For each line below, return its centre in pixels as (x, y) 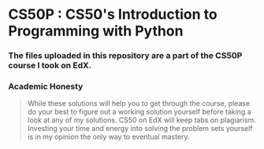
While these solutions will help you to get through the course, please (139, 104)
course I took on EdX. (50, 66)
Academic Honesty (46, 86)
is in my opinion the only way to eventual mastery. (109, 137)
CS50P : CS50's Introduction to (113, 15)
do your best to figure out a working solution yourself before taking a (139, 112)
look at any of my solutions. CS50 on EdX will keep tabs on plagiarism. (141, 120)
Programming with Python (96, 31)
